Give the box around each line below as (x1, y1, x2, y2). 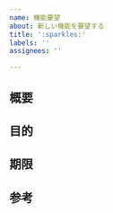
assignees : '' (9, 47, 63, 56)
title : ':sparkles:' (9, 30, 87, 39)
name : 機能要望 (9, 13, 61, 22)
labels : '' (9, 38, 50, 48)
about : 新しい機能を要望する (9, 22, 105, 31)
